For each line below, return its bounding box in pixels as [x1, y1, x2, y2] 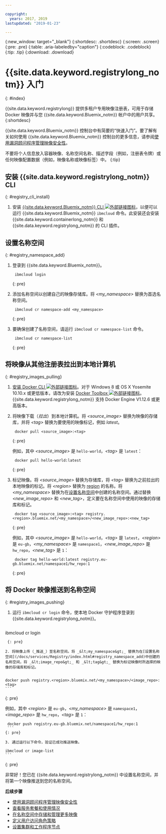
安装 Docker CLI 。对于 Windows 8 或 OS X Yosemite [12, 384, 151, 389]
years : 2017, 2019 [9, 16, 48, 21]
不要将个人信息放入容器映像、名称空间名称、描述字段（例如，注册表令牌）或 [5, 151, 161, 157]
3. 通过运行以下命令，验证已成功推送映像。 [5, 739, 82, 745]
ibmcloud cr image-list [5, 748, 54, 753]
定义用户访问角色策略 [12, 817, 56, 823]
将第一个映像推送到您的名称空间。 [5, 778, 75, 783]
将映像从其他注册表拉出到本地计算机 [5, 360, 116, 369]
